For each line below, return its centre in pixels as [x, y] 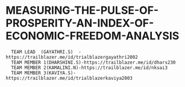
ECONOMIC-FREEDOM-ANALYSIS [92, 36]
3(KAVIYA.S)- [60, 73]
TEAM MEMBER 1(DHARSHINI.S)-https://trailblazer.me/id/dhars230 [93, 62]
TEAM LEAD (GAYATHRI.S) [42, 52]
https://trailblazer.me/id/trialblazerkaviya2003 [69, 78]
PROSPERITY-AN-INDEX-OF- [80, 23]
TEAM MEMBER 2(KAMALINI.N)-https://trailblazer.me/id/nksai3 [89, 67]
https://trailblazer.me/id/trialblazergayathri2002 [72, 57]
